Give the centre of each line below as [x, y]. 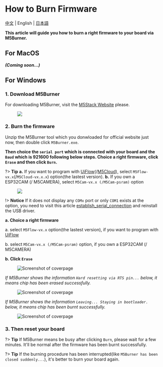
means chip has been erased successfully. [48, 283]
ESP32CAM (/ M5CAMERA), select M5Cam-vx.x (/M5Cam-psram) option [74, 182]
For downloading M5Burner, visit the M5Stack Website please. [67, 105]
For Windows [26, 81]
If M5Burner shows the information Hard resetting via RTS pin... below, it [81, 277]
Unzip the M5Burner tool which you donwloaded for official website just [77, 137]
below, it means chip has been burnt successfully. [55, 307]
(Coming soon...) [23, 65]
